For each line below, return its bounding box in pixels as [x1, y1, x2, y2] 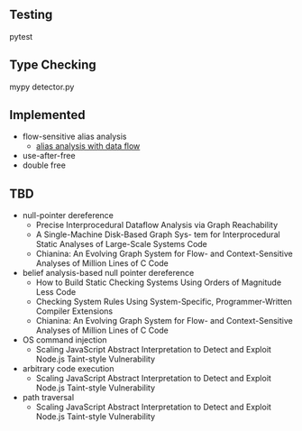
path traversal [22, 392, 75, 403]
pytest [9, 31, 33, 41]
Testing [9, 7, 53, 23]
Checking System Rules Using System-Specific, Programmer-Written [35, 297, 293, 307]
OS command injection [22, 335, 107, 345]
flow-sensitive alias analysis [22, 131, 127, 142]
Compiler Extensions [35, 306, 114, 316]
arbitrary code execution [22, 363, 114, 374]
